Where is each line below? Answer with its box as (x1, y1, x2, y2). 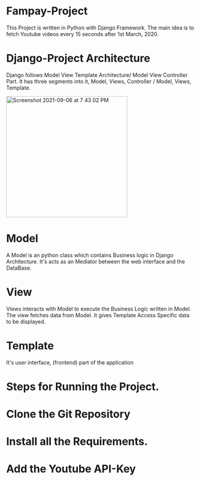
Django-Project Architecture (6, 52, 151, 65)
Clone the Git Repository (6, 407, 131, 421)
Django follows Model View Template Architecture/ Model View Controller (6, 71, 188, 79)
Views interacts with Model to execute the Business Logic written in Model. (6, 305, 192, 312)
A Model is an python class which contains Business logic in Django (6, 251, 174, 259)
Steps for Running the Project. (6, 380, 160, 393)
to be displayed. (6, 318, 46, 325)
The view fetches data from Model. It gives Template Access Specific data (6, 311, 190, 319)
